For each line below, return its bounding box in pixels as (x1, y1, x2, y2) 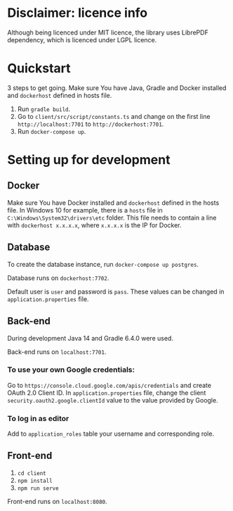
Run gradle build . (17, 104, 71, 113)
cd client (17, 469, 47, 477)
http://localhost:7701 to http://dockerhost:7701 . (17, 120, 164, 128)
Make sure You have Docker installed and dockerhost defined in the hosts (7, 198, 220, 207)
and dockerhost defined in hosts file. (7, 91, 112, 99)
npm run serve (17, 484, 59, 492)
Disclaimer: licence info (7, 5, 148, 21)
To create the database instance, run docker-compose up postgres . (7, 260, 199, 268)
